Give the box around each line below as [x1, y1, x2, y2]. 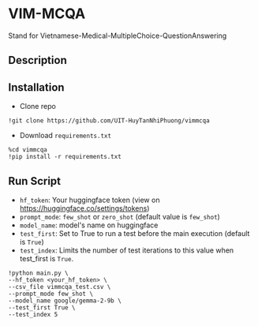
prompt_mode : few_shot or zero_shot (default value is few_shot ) [19, 212, 221, 221]
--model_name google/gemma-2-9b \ [8, 297, 122, 305]
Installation [8, 81, 65, 94]
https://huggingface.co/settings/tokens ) [19, 203, 150, 213]
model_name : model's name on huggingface [19, 220, 159, 230]
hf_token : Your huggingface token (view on [19, 195, 160, 204]
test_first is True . [19, 253, 73, 263]
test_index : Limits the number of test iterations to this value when [19, 245, 234, 255]
